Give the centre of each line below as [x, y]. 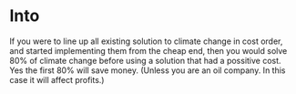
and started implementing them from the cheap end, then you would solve [148, 50]
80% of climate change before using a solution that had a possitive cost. [145, 60]
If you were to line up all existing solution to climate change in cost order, [146, 41]
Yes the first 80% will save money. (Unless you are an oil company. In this [148, 70]
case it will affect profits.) [57, 79]
